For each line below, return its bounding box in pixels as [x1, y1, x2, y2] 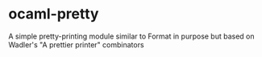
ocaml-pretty [8, 5, 99, 23]
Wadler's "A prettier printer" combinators [8, 39, 144, 49]
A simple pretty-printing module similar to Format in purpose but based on [8, 31, 256, 41]
